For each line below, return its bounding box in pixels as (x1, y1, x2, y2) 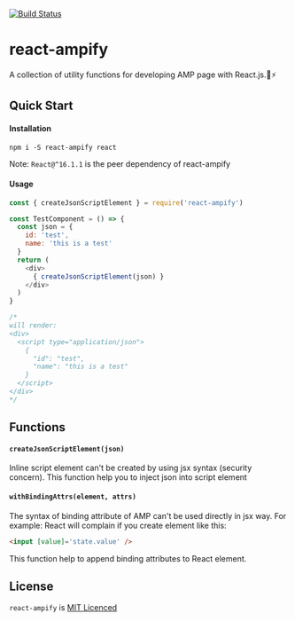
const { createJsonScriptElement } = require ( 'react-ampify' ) (9, 198, 244, 208)
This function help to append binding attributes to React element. (9, 553, 247, 563)
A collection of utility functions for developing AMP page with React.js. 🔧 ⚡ (9, 69, 277, 80)
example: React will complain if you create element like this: (9, 520, 228, 531)
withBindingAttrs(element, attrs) (9, 492, 137, 501)
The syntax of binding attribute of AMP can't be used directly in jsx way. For (9, 510, 287, 521)
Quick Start (9, 98, 74, 114)
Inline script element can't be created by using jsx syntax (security (9, 462, 252, 474)
